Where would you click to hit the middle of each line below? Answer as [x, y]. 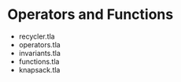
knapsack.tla [39, 69]
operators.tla [39, 44]
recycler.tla [37, 36]
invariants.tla [39, 53]
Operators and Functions [90, 15]
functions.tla [39, 61]
